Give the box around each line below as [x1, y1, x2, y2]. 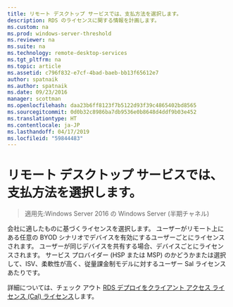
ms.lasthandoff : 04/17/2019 [7, 128, 90, 135]
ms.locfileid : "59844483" [7, 134, 83, 142]
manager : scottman [7, 96, 61, 103]
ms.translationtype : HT [7, 115, 77, 122]
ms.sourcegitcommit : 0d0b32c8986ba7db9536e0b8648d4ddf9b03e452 [7, 108, 197, 115]
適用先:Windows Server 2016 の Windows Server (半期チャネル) [24, 209, 210, 218]
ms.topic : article [7, 63, 61, 70]
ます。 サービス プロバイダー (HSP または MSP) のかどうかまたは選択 [25, 251, 227, 259]
